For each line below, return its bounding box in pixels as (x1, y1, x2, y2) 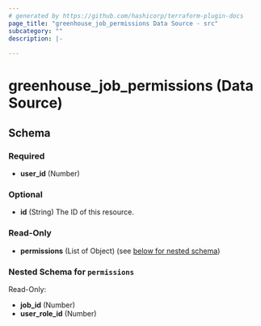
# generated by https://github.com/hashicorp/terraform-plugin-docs (8, 11, 244, 20)
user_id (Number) (19, 169, 81, 178)
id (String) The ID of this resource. (19, 207, 135, 217)
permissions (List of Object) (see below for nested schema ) (19, 246, 221, 256)
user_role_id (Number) (19, 308, 97, 318)
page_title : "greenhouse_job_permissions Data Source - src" (8, 19, 219, 28)
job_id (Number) (19, 300, 75, 310)
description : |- (8, 34, 63, 43)
